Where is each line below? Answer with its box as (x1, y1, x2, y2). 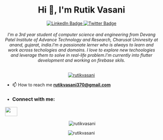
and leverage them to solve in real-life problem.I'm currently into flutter (10, 52, 153, 58)
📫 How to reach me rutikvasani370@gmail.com (12, 82, 111, 88)
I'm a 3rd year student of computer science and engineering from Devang (7, 31, 156, 37)
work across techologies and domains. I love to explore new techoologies (8, 47, 155, 53)
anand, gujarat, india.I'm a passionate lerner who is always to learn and (9, 42, 154, 47)
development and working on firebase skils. (37, 57, 126, 63)
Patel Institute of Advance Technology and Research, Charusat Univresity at (5, 36, 158, 43)
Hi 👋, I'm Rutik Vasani (38, 4, 125, 16)
